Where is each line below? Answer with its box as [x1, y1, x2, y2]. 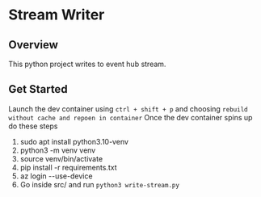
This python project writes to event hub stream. [8, 59, 166, 69]
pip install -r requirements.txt [19, 162, 117, 172]
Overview [8, 38, 59, 52]
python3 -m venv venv [19, 145, 96, 155]
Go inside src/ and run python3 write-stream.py [19, 179, 180, 189]
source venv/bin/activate [19, 153, 103, 163]
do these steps [8, 121, 58, 131]
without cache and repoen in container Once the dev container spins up [8, 112, 253, 122]
